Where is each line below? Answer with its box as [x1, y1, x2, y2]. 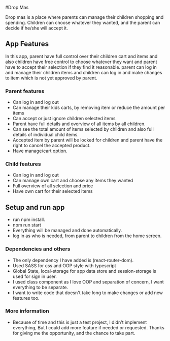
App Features [5, 40, 49, 48]
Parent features [5, 88, 45, 95]
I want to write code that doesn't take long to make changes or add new [12, 290, 163, 296]
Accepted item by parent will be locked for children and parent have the [12, 137, 163, 143]
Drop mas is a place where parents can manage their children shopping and [5, 14, 164, 20]
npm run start [12, 222, 42, 228]
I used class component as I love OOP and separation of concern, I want [12, 278, 164, 285]
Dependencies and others [5, 245, 71, 252]
